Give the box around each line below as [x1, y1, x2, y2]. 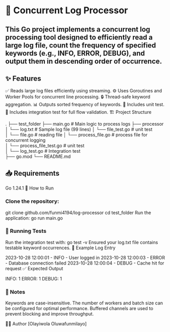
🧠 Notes [5, 288, 26, 295]
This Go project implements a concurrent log [5, 25, 151, 34]
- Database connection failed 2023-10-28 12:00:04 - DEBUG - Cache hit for [5, 260, 164, 266]
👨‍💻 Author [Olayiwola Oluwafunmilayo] [5, 321, 87, 327]
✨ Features [5, 74, 41, 83]
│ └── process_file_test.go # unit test [5, 143, 85, 149]
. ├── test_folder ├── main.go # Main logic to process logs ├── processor [5, 121, 164, 127]
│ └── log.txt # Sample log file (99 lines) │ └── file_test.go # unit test [5, 126, 153, 132]
